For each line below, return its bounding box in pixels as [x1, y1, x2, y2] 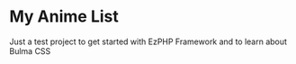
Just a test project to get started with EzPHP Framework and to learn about [9, 36, 288, 47]
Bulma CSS [9, 45, 51, 56]
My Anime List [9, 6, 120, 27]
